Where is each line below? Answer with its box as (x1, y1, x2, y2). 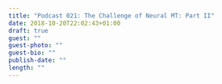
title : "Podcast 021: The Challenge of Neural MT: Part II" (8, 11, 216, 20)
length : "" (8, 64, 45, 72)
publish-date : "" (8, 57, 67, 65)
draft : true (8, 26, 48, 34)
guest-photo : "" (8, 42, 63, 50)
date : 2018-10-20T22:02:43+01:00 (8, 19, 121, 27)
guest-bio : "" (8, 49, 57, 57)
